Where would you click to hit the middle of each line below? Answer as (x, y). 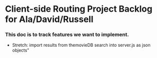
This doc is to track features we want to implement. (67, 35)
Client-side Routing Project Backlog (79, 9)
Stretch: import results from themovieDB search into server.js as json (81, 45)
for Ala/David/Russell (49, 19)
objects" (20, 50)
